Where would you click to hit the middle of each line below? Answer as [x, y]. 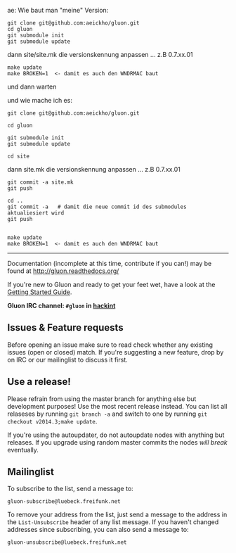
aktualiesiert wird [36, 213]
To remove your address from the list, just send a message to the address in [117, 515]
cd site [19, 156]
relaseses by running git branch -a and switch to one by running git [107, 414]
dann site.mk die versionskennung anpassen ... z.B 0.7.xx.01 [94, 169]
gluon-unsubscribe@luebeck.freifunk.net [67, 542]
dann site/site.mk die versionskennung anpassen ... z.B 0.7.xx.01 [100, 55]
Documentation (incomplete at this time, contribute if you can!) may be [110, 263]
